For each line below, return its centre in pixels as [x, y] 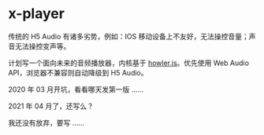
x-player [37, 14]
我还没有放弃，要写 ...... [46, 122]
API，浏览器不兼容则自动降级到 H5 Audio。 [78, 72]
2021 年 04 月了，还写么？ [51, 106]
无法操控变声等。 [43, 46]
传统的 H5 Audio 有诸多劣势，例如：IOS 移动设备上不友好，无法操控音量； [129, 36]
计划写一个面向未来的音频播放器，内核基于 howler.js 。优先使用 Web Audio [129, 63]
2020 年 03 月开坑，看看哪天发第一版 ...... [76, 89]
